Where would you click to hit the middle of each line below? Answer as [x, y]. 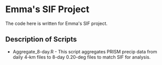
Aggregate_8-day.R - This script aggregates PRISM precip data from [85, 51]
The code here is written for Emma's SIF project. [56, 23]
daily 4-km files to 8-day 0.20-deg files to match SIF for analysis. [82, 57]
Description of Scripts [41, 39]
